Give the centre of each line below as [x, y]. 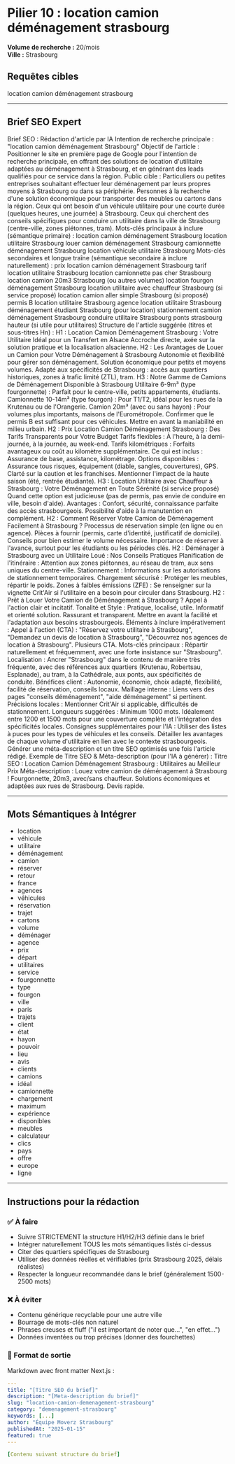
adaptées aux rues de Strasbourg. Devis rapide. [76, 786]
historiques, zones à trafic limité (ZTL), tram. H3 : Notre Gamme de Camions [117, 376]
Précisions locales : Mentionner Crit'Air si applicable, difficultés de [102, 704]
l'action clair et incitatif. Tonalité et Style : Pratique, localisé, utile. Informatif [115, 607]
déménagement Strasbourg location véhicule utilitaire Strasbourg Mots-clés [116, 251]
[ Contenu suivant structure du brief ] [64, 1455]
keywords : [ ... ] [31, 1416]
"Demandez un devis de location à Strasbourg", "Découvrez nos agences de [117, 637]
